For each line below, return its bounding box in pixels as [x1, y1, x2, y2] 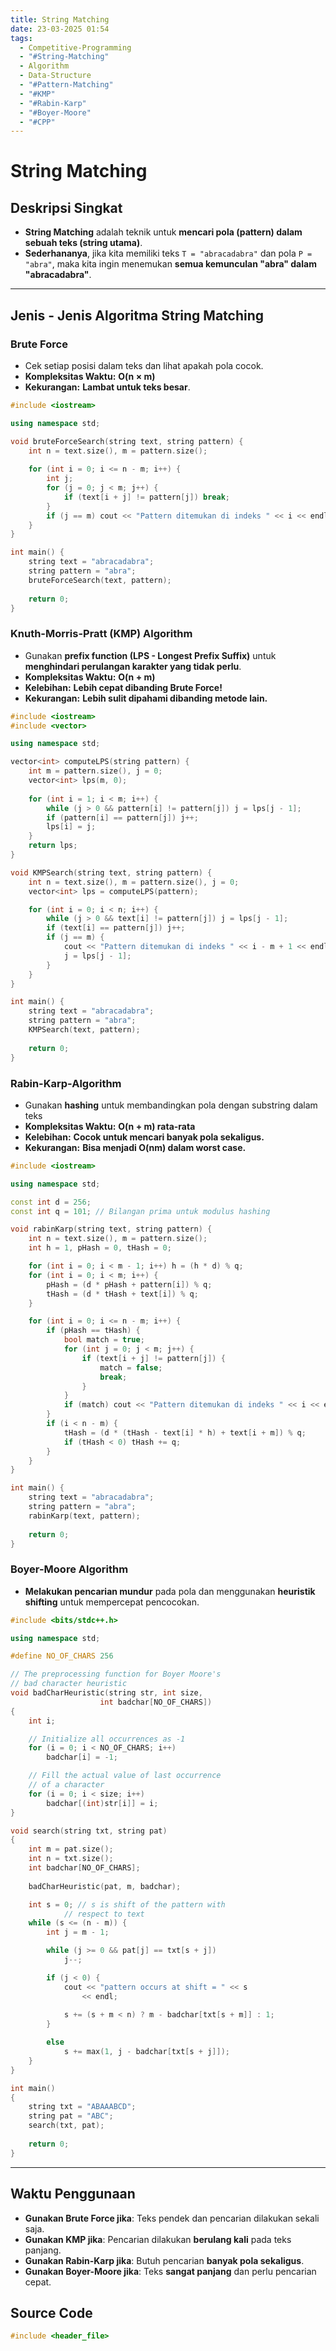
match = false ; [99, 1362, 163, 1373]
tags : [10, 33, 33, 43]
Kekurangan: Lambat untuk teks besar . [24, 381, 191, 393]
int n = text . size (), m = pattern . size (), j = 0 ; [28, 877, 240, 887]
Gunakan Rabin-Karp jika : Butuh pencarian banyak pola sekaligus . [24, 2254, 305, 2266]
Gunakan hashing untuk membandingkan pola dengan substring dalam [24, 1099, 318, 1111]
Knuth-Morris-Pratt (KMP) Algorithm [10, 627, 193, 641]
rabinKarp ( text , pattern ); [28, 1511, 141, 1521]
